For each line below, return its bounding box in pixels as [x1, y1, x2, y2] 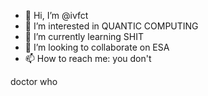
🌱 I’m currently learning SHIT [24, 31, 145, 42]
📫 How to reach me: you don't [24, 53, 152, 64]
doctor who [10, 76, 58, 87]
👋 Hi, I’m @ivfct [24, 10, 89, 21]
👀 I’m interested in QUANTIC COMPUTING [24, 20, 199, 32]
